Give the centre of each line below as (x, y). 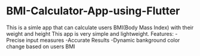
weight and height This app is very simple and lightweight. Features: (90, 33)
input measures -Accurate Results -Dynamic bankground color (103, 40)
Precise (16, 40)
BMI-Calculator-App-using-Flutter (93, 11)
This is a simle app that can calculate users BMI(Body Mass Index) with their (100, 27)
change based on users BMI (41, 46)
